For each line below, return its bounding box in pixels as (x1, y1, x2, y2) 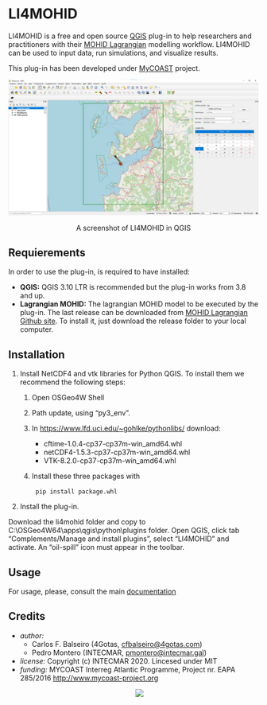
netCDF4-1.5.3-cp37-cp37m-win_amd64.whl (43, 447, 191, 458)
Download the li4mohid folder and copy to (8, 517, 146, 527)
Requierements (8, 246, 86, 259)
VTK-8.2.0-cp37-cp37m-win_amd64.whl (43, 456, 176, 465)
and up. (19, 291, 45, 301)
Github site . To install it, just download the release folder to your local (19, 316, 246, 326)
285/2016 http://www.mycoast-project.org (19, 673, 159, 683)
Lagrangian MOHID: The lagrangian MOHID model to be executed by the (19, 299, 259, 309)
